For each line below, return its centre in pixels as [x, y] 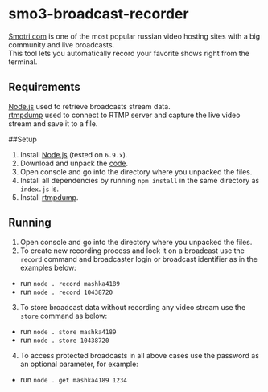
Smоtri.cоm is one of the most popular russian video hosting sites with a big [134, 36]
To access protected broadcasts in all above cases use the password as [140, 355]
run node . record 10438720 [66, 292]
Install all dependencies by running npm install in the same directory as [140, 180]
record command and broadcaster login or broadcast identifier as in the [138, 259]
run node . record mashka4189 [70, 283]
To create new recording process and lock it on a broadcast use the [132, 251]
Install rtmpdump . [49, 197]
